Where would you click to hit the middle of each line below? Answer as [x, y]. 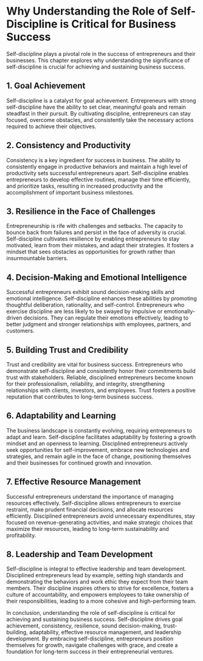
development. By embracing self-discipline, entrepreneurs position [90, 639]
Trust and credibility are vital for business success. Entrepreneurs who [95, 365]
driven [14, 318]
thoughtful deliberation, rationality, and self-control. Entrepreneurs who [95, 305]
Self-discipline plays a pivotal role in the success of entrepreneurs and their [101, 53]
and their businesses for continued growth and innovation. [79, 462]
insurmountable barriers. [37, 258]
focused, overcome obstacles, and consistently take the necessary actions [100, 120]
